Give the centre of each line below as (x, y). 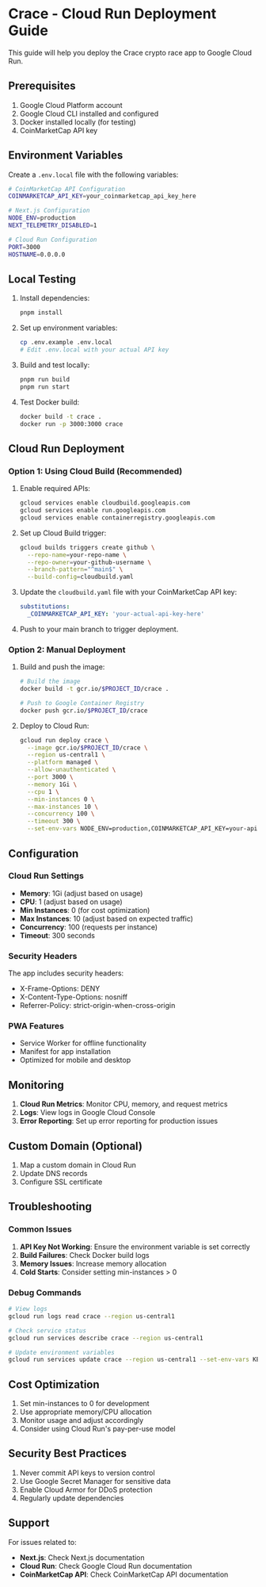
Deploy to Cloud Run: (54, 726)
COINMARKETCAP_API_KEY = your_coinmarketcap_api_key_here (102, 196)
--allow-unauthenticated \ (72, 770)
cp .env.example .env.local (66, 343)
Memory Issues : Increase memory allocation (93, 1263)
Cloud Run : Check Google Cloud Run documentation (106, 1566)
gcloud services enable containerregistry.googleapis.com (117, 517)
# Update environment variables (61, 1352)
